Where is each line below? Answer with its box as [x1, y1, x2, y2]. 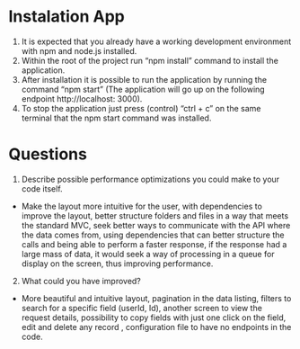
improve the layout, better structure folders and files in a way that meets [21, 210, 289, 221]
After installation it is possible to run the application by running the [21, 74, 267, 85]
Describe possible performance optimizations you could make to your [21, 174, 280, 184]
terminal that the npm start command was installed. [21, 112, 212, 123]
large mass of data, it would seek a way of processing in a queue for [21, 248, 275, 259]
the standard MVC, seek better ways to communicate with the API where [21, 219, 291, 230]
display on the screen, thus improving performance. [21, 258, 214, 269]
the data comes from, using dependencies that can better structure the [21, 229, 285, 240]
